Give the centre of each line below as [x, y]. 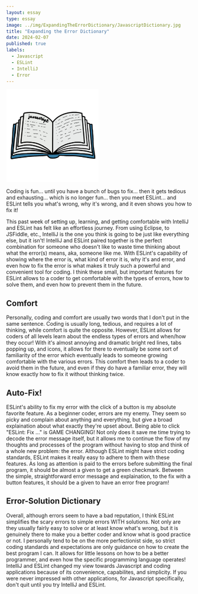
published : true [26, 44]
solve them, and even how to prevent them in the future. [74, 285]
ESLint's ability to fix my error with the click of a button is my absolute [91, 407]
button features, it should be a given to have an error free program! [88, 482]
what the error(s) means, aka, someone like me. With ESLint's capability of [97, 253]
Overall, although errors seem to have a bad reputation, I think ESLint [90, 515]
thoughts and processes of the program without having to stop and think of [98, 445]
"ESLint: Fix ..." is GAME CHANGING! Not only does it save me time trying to [98, 432]
